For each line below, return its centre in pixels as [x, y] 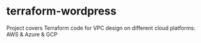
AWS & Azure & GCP [32, 34]
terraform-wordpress [62, 11]
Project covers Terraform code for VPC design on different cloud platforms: [101, 28]
